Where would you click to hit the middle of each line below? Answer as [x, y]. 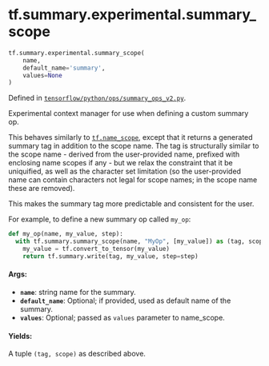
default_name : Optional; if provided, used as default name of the [125, 300]
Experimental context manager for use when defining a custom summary [128, 113]
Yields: [20, 336]
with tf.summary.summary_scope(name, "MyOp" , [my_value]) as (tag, [130, 241]
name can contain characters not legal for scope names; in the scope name [133, 180]
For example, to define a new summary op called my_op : [100, 219]
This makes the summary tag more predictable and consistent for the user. [131, 204]
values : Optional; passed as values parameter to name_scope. [122, 318]
